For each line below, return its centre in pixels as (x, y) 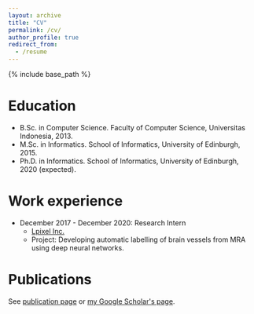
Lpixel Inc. (48, 231)
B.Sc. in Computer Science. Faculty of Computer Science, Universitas (133, 127)
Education (42, 106)
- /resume (31, 52)
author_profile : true (44, 37)
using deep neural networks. (77, 247)
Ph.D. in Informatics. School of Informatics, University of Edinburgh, (129, 161)
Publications (50, 280)
